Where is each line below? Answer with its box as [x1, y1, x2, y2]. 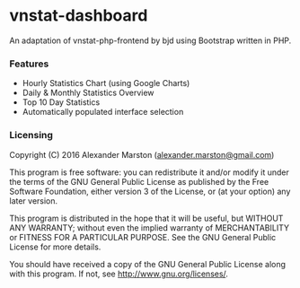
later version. [9, 195, 58, 206]
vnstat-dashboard [9, 5, 148, 26]
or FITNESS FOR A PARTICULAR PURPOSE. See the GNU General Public [9, 231, 277, 242]
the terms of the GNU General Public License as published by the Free [9, 176, 269, 187]
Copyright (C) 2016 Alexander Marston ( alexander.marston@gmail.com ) [9, 149, 275, 160]
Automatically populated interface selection [22, 107, 184, 118]
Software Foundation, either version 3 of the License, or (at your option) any [9, 186, 291, 196]
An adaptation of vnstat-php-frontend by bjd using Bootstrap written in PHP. [9, 35, 292, 46]
